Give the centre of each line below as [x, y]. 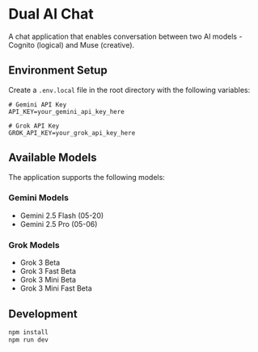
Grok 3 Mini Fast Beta [56, 288]
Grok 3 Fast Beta [48, 271]
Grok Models [34, 245]
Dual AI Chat [51, 14]
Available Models [53, 158]
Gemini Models [38, 198]
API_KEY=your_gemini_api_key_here [67, 111]
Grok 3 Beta [40, 262]
